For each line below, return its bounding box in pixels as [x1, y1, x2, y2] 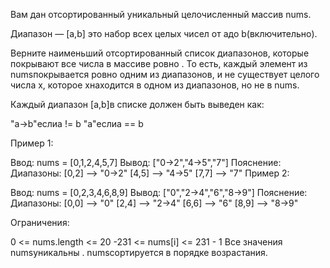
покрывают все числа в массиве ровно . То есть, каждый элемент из [10, 58, 308, 69]
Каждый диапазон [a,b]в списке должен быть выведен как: [10, 99, 265, 110]
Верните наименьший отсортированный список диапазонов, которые [10, 47, 310, 59]
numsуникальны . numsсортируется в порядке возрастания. [10, 247, 268, 258]
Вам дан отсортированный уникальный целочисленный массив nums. [10, 9, 312, 20]
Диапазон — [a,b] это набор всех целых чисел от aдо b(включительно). [10, 28, 318, 39]
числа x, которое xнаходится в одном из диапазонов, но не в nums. [10, 79, 300, 91]
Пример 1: [10, 137, 54, 149]
